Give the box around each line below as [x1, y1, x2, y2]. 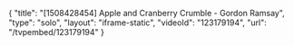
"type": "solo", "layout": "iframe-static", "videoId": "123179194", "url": [8, 17, 267, 28]
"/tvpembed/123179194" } [8, 27, 105, 37]
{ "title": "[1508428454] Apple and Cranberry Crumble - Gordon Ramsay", [8, 8, 285, 18]
